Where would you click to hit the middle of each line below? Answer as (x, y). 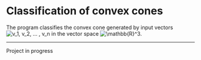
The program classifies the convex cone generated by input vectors (90, 27)
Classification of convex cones (85, 11)
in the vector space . (97, 33)
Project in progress (30, 50)
